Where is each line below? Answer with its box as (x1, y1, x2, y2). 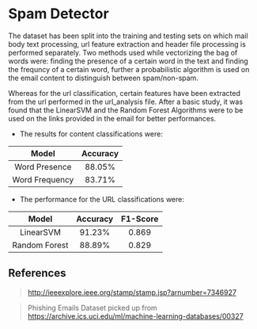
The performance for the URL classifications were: (19, 194, 184, 204)
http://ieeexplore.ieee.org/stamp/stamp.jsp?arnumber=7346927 (27, 287, 237, 297)
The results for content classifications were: (19, 128, 164, 139)
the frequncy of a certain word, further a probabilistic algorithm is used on (8, 64, 250, 74)
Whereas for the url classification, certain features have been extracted (8, 88, 241, 98)
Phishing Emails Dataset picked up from (27, 303, 158, 312)
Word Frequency (12, 174, 74, 185)
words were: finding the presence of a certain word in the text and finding (8, 56, 249, 66)
